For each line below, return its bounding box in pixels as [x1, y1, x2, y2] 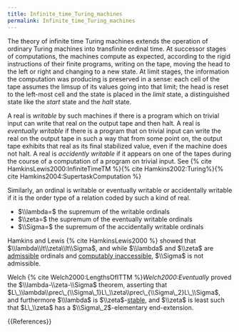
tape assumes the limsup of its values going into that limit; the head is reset [7, 82, 229, 91]
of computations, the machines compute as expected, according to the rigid [7, 51, 230, 61]
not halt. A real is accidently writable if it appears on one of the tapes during [7, 149, 232, 158]
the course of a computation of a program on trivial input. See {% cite [7, 156, 212, 165]
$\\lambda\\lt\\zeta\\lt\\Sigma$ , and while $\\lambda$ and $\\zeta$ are [7, 243, 214, 252]
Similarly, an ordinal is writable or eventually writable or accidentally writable [7, 186, 233, 194]
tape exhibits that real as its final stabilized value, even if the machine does [7, 141, 228, 150]
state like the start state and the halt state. [7, 97, 132, 106]
